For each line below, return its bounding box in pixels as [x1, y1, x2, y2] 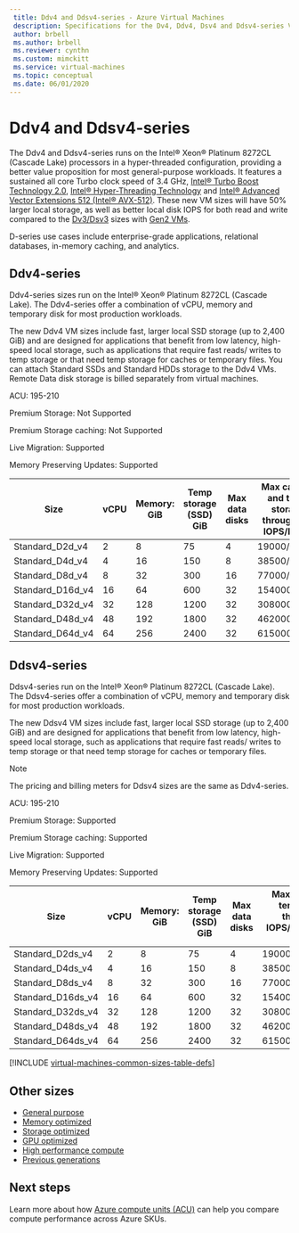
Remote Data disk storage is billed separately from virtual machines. [9, 374, 260, 384]
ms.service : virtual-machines [12, 63, 125, 72]
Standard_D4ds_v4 [13, 962, 93, 974]
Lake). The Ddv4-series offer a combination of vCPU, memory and [9, 300, 254, 310]
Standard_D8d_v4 [13, 570, 89, 582]
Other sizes [9, 1083, 75, 1098]
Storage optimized [21, 1126, 91, 1137]
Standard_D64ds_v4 [13, 1035, 100, 1048]
